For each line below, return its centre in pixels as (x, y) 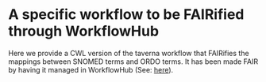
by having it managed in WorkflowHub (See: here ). (91, 69)
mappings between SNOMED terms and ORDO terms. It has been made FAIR (133, 61)
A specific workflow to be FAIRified (126, 15)
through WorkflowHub (84, 31)
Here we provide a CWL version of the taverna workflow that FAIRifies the (129, 53)
